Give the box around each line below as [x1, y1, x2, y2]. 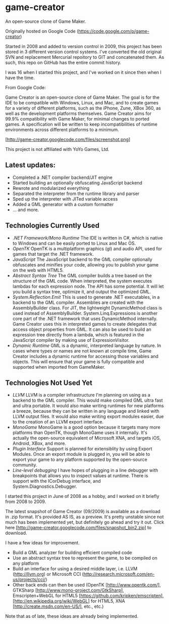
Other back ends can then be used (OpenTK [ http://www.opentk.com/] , [12, 582, 161, 588]
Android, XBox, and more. [12, 440, 67, 447]
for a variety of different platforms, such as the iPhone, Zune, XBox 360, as [5, 105, 161, 111]
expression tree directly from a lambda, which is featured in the [12, 331, 145, 338]
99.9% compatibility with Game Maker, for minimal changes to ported [5, 115, 150, 122]
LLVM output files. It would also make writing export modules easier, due [12, 413, 164, 419]
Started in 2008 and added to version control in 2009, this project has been [5, 43, 162, 49]
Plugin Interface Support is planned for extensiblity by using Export [12, 446, 152, 452]
